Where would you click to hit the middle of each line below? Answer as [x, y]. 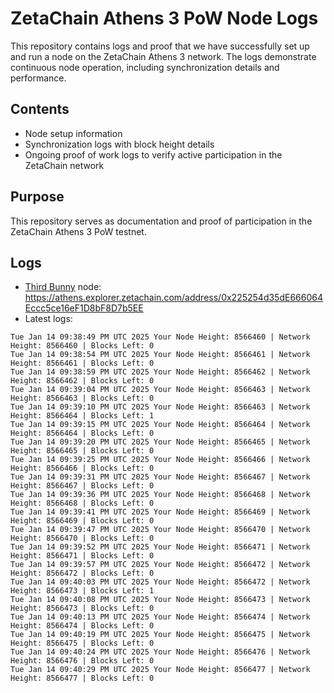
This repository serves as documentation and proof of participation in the [161, 221]
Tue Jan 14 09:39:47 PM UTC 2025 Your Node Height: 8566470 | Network [160, 530]
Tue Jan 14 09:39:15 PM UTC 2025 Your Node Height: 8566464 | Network [160, 425]
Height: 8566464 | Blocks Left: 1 [82, 416]
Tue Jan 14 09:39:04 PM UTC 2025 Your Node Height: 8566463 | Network [160, 390]
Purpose [37, 197]
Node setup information [73, 133]
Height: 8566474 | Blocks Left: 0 [82, 626]
